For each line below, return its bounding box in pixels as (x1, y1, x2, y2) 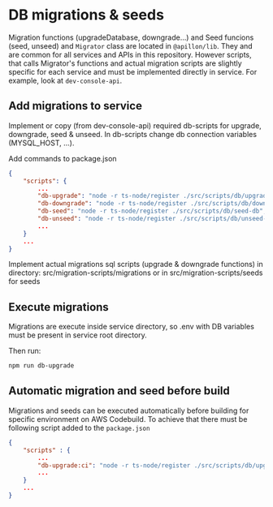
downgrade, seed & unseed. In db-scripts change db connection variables (8, 129, 258, 139)
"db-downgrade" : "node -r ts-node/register (37, 200, 187, 208)
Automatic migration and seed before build (8, 384, 230, 398)
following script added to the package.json (8, 423, 150, 432)
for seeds (8, 277, 41, 286)
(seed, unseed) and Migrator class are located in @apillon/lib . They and (8, 41, 253, 50)
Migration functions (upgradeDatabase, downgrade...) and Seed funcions (8, 32, 254, 42)
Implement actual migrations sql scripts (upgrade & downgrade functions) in (8, 260, 264, 269)
